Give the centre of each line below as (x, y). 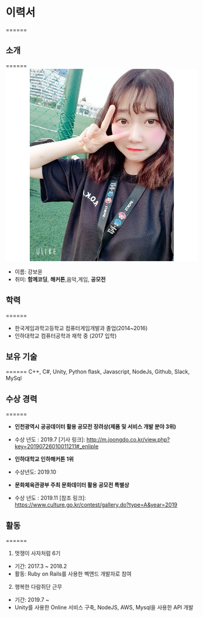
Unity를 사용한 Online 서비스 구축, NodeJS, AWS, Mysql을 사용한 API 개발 (104, 607)
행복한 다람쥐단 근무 (38, 587)
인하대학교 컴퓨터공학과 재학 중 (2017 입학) (66, 336)
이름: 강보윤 (29, 272)
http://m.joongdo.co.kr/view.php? (128, 439)
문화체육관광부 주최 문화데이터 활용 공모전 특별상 (72, 485)
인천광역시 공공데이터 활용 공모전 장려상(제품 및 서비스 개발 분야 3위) (95, 427)
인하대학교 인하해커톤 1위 (44, 459)
